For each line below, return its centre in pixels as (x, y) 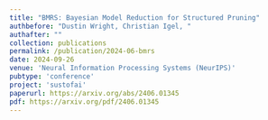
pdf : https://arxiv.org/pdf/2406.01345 (84, 102)
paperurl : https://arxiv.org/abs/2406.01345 (94, 93)
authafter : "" (36, 34)
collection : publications (58, 43)
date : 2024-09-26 (42, 60)
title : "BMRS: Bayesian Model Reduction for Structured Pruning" (134, 18)
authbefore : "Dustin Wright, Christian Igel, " (101, 26)
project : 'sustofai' (48, 85)
